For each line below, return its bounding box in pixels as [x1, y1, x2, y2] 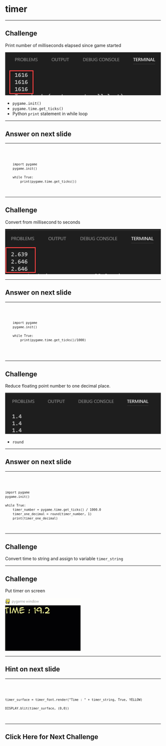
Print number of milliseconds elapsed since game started [5, 42, 122, 48]
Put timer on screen [5, 588, 45, 594]
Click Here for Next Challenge [5, 733, 99, 741]
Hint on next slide [5, 665, 60, 673]
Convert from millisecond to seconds [5, 219, 81, 225]
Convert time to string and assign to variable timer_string [5, 556, 124, 562]
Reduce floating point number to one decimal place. [5, 383, 111, 389]
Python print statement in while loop [12, 111, 88, 117]
